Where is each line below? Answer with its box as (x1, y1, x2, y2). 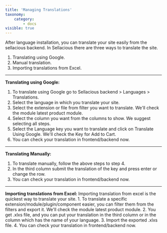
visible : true (5, 26, 35, 31)
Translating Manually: (5, 151, 52, 157)
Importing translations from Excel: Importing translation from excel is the (5, 191, 157, 197)
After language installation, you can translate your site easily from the (5, 39, 148, 45)
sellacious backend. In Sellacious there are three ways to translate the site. (5, 45, 158, 51)
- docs (23, 21, 37, 26)
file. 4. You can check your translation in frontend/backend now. (5, 223, 137, 229)
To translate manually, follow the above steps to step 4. (12, 160, 126, 167)
